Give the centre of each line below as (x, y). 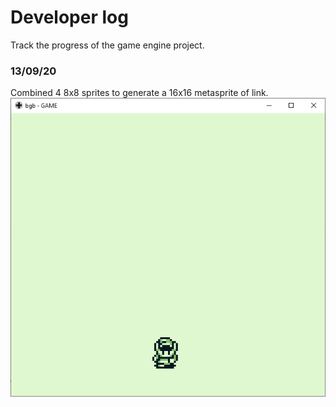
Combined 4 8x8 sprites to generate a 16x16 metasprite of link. (139, 93)
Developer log (69, 17)
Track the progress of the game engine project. (107, 45)
